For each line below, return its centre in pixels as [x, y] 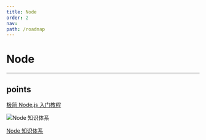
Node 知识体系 [25, 131]
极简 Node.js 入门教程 [34, 105]
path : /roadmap [26, 29]
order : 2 [17, 18]
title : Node [21, 12]
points [19, 89]
